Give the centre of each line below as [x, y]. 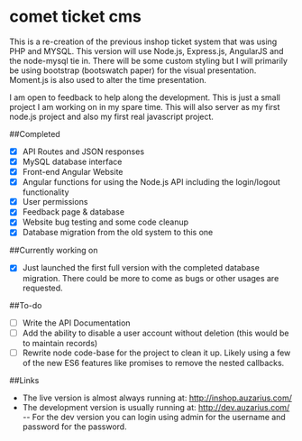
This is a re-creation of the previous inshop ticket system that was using [143, 41]
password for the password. [75, 427]
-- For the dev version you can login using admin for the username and [154, 417]
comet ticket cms [75, 17]
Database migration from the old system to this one [118, 233]
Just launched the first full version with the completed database [141, 268]
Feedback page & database [73, 212]
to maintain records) [60, 343]
